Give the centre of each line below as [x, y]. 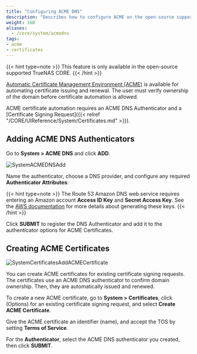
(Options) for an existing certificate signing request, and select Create [91, 304]
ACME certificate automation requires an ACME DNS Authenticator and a [94, 108]
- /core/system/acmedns [40, 34]
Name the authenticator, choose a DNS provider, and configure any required [98, 176]
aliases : [17, 28]
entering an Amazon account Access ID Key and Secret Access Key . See [95, 200]
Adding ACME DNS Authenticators [70, 139]
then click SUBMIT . [29, 346]
